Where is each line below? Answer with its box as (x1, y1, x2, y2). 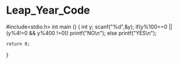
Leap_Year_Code (6, 4, 90, 17)
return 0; (6, 41, 31, 47)
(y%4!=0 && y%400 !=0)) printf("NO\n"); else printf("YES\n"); (6, 29, 157, 36)
